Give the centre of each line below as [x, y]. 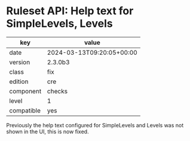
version [20, 62]
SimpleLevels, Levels [59, 23]
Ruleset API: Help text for [70, 11]
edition [19, 82]
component [25, 91]
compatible [25, 110]
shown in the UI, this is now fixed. [47, 131]
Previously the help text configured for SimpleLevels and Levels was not [95, 125]
